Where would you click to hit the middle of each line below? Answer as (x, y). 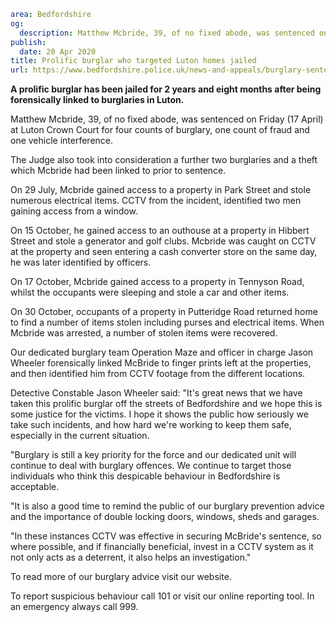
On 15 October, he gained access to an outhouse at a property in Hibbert (160, 231)
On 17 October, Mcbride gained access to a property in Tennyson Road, (157, 282)
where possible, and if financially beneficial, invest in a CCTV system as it (162, 547)
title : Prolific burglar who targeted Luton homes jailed (133, 61)
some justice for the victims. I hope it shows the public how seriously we (159, 414)
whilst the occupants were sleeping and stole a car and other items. (150, 292)
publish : (28, 42)
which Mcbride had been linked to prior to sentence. (118, 171)
